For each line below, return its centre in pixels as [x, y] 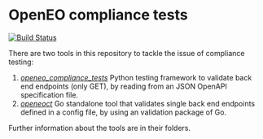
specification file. [49, 94]
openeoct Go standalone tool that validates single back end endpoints [137, 103]
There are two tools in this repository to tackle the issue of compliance [127, 53]
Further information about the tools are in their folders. [100, 128]
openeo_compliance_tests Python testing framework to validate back [136, 77]
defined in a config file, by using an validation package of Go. [123, 112]
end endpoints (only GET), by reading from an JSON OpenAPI [124, 86]
